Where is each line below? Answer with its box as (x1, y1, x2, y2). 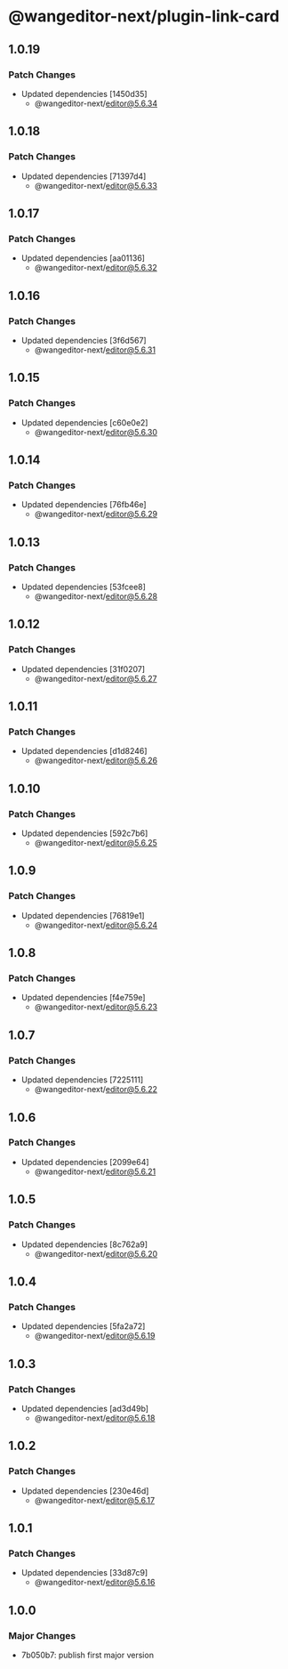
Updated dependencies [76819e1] (20, 910, 145, 920)
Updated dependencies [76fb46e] (20, 499, 148, 510)
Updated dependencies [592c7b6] (20, 828, 148, 839)
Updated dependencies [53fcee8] (20, 581, 146, 592)
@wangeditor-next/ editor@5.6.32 (34, 263, 157, 273)
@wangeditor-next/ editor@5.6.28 (34, 591, 157, 602)
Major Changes (8, 1629, 76, 1641)
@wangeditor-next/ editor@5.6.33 (34, 180, 157, 190)
